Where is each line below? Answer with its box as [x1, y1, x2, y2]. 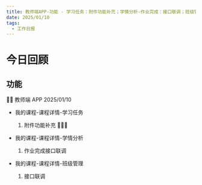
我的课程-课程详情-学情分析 [14, 135, 84, 142]
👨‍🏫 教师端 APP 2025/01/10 [6, 96, 72, 103]
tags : [6, 20, 20, 26]
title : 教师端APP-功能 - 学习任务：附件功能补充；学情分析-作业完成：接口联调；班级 [6, 8, 194, 15]
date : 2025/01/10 [6, 14, 50, 20]
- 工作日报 [11, 25, 35, 32]
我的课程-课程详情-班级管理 [14, 160, 84, 167]
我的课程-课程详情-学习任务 [14, 109, 84, 116]
